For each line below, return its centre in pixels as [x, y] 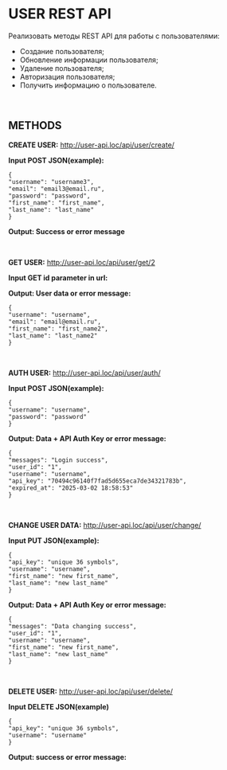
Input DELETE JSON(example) [59, 706]
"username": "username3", [51, 182]
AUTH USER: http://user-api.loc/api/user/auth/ [84, 373]
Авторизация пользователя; [67, 76]
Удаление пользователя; [62, 68]
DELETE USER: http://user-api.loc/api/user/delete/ [91, 691]
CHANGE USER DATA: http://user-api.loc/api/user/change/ [105, 525]
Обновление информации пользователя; [89, 60]
